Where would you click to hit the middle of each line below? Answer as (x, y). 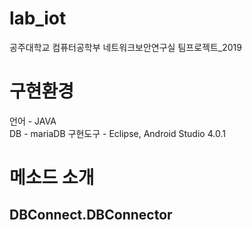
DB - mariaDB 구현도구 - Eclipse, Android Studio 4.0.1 (117, 133)
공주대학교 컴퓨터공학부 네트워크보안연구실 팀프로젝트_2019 (125, 47)
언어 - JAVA (33, 121)
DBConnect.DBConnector (91, 215)
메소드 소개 (52, 178)
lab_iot (38, 18)
